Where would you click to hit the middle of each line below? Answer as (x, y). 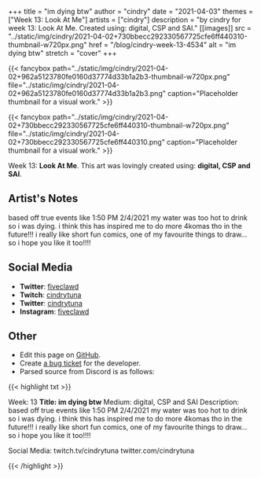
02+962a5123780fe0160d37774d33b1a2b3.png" (87, 93)
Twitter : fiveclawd (49, 286)
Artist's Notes (43, 199)
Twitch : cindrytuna (50, 295)
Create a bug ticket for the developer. (80, 363)
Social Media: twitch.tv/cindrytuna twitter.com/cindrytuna (101, 450)
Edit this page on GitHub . (60, 355)
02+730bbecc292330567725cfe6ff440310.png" (86, 142)
